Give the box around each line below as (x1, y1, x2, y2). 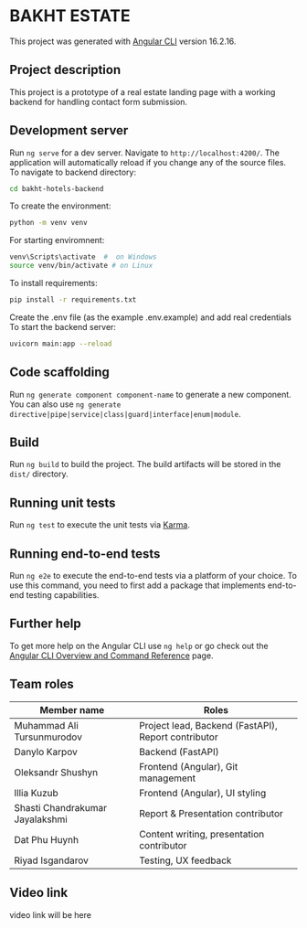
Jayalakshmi (14, 813, 69, 826)
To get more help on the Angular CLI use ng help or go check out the (9, 640, 269, 651)
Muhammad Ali (14, 719, 79, 731)
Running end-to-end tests (9, 546, 161, 561)
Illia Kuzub (14, 786, 58, 799)
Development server (9, 123, 129, 138)
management (138, 772, 196, 784)
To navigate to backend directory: (9, 166, 137, 177)
